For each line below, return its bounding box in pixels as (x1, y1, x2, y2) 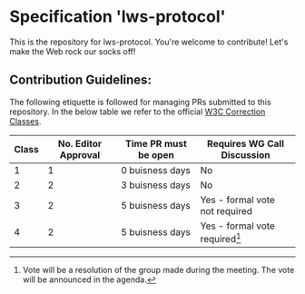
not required (200, 204, 252, 217)
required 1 (200, 230, 241, 246)
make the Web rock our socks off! (9, 45, 136, 56)
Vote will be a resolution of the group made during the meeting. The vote (22, 265, 295, 276)
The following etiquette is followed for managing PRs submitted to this (9, 96, 271, 107)
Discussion (221, 148, 271, 161)
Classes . (9, 115, 42, 126)
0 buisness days (121, 163, 191, 176)
